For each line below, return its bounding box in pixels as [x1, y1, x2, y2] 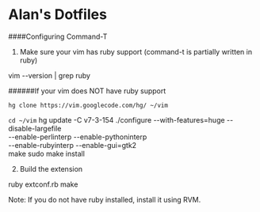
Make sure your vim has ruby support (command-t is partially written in [19, 47, 252, 56]
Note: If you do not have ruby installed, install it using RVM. [8, 195, 201, 204]
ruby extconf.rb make [8, 180, 78, 189]
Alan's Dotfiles [8, 6, 107, 24]
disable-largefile [8, 123, 62, 133]
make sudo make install [8, 149, 86, 158]
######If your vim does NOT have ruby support [8, 85, 166, 96]
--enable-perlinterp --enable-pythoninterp [8, 132, 147, 142]
